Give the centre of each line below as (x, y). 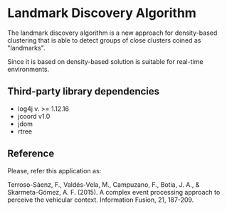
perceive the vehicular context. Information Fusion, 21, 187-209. (101, 200)
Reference (31, 154)
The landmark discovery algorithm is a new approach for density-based (112, 33)
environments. (28, 69)
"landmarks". (26, 48)
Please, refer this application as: (54, 171)
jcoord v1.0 (34, 116)
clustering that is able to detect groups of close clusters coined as (104, 40)
